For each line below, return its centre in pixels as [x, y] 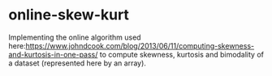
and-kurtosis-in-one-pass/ [53, 54]
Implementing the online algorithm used [75, 37]
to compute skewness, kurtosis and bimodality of [181, 54]
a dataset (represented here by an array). [77, 63]
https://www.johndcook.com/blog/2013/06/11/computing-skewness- [140, 45]
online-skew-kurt [69, 15]
